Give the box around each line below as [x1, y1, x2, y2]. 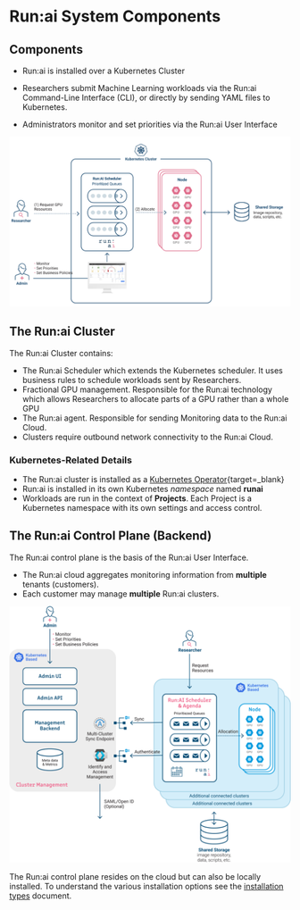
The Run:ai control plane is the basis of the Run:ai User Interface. [9, 552, 249, 563]
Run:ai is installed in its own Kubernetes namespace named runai [21, 484, 263, 495]
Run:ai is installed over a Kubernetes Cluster [21, 65, 186, 76]
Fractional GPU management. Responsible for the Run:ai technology [21, 384, 272, 395]
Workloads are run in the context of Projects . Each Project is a [21, 493, 253, 504]
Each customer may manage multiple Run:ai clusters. [21, 588, 220, 599]
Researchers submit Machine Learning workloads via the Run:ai [21, 83, 257, 93]
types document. [9, 890, 72, 901]
